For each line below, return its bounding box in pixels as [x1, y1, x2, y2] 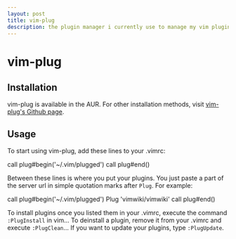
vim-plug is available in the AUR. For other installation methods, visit [7, 100, 204, 109]
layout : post [7, 10, 46, 18]
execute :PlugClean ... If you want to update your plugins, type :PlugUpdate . [7, 224, 225, 232]
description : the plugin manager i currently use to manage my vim [7, 23, 209, 30]
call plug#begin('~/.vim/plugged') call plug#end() [7, 160, 150, 169]
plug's [7, 108, 26, 116]
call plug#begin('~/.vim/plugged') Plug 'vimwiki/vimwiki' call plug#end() [7, 195, 216, 204]
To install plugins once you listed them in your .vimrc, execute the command [7, 209, 228, 217]
